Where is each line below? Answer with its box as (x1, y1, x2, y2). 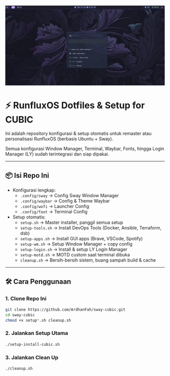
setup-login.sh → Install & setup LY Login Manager (20, 246, 127, 252)
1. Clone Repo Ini (5, 295, 47, 302)
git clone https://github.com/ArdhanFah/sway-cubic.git (5, 307, 125, 312)
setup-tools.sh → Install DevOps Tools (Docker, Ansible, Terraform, (20, 225, 162, 231)
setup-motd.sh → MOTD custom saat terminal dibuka (20, 252, 130, 258)
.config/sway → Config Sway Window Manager (20, 193, 119, 199)
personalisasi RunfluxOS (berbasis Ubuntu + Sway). (5, 136, 113, 142)
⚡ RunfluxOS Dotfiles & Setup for (5, 99, 145, 111)
